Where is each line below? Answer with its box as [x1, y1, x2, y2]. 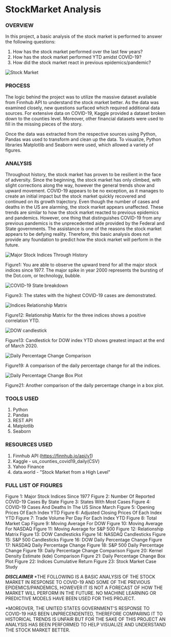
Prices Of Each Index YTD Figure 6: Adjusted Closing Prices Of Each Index [5, 509, 162, 516]
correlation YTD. [5, 317, 40, 324]
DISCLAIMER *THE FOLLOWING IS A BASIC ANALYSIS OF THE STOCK [5, 573, 156, 580]
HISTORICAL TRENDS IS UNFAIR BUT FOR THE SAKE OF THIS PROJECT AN [5, 616, 166, 622]
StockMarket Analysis [5, 4, 101, 15]
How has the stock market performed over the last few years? [12, 48, 143, 55]
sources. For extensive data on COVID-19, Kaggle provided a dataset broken [5, 110, 166, 116]
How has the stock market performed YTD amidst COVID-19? [12, 54, 142, 60]
